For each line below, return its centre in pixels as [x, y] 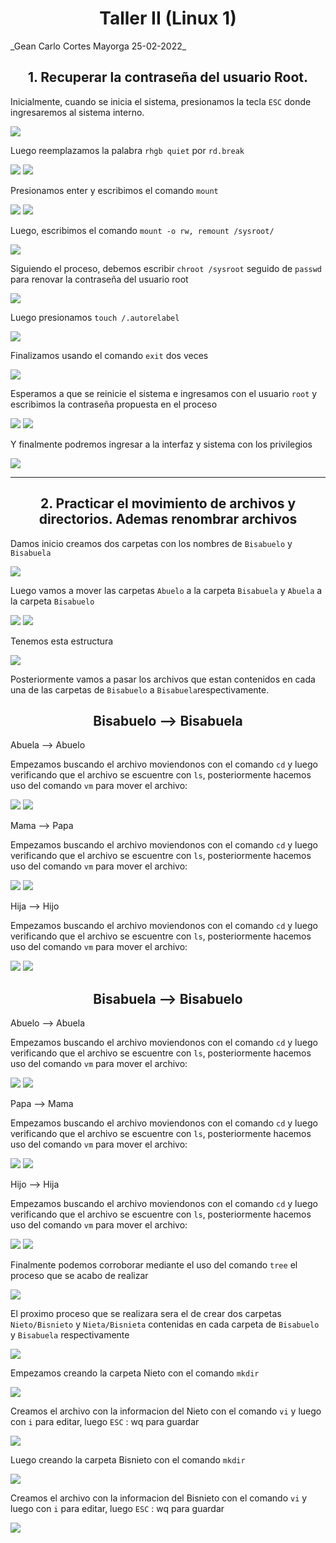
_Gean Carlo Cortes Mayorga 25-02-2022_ [98, 46]
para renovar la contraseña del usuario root [99, 279]
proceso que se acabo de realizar [79, 1276]
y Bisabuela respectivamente [70, 1335]
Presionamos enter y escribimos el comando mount [114, 190]
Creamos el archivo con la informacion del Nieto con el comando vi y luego [166, 1411]
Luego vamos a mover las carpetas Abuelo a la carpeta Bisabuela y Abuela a [166, 590]
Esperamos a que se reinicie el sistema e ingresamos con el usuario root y [164, 393]
